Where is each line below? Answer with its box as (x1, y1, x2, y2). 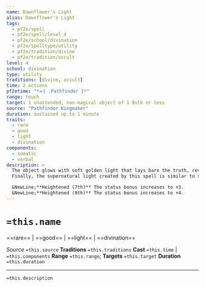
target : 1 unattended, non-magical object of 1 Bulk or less (6, 99, 165, 105)
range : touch (6, 94, 40, 100)
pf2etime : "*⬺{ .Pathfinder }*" (6, 88, 90, 94)
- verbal (12, 156, 34, 162)
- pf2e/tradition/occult (12, 54, 75, 60)
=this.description (6, 275, 53, 281)
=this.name (6, 216, 62, 227)
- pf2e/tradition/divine (12, 49, 75, 55)
